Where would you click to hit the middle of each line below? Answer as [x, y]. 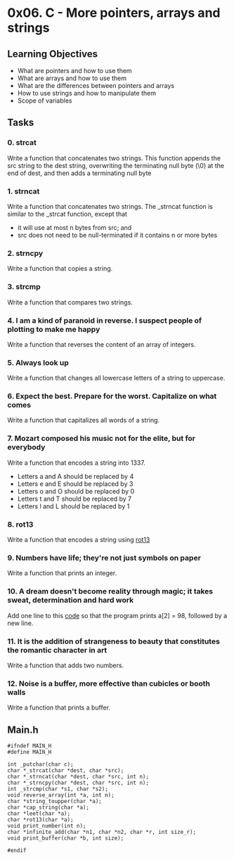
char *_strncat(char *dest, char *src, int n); [78, 777]
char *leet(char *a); [39, 814]
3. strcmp [24, 287]
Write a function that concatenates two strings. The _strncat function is [110, 206]
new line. [20, 623]
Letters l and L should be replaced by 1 [73, 506]
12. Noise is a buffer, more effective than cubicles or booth [109, 683]
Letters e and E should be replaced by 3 [75, 484]
